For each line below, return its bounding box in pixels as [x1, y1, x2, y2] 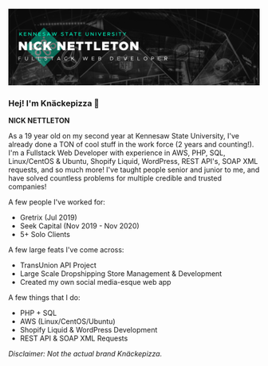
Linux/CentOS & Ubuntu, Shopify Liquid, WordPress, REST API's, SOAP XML [8, 157, 258, 166]
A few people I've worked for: [8, 197, 106, 207]
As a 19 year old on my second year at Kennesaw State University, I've [8, 131, 239, 141]
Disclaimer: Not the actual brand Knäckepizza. [8, 349, 163, 359]
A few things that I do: [8, 293, 81, 302]
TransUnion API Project [19, 260, 97, 271]
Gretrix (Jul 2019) [19, 212, 77, 223]
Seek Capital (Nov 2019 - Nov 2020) [19, 221, 140, 231]
